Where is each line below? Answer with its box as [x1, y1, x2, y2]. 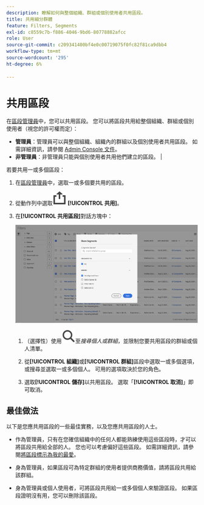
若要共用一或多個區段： [6, 166, 65, 173]
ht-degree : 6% [6, 61, 42, 67]
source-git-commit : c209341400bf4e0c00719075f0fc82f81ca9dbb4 [6, 42, 167, 48]
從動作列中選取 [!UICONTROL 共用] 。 [15, 199, 123, 207]
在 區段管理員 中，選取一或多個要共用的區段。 [15, 179, 127, 187]
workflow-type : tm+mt [6, 49, 61, 55]
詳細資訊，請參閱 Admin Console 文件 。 [20, 146, 120, 153]
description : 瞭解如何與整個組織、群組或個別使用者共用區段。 [6, 10, 146, 16]
